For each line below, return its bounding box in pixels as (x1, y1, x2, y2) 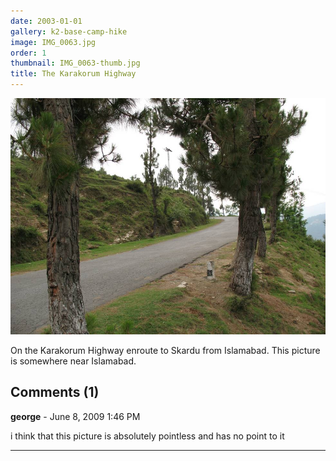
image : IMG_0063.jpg (10, 37, 97, 47)
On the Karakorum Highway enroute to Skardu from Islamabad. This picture (10, 345, 321, 356)
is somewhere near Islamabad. (10, 355, 137, 367)
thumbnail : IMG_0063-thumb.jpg (10, 58, 141, 69)
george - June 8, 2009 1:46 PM (10, 410, 141, 422)
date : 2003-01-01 (10, 16, 83, 26)
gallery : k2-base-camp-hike (10, 26, 128, 37)
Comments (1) (10, 384, 100, 401)
